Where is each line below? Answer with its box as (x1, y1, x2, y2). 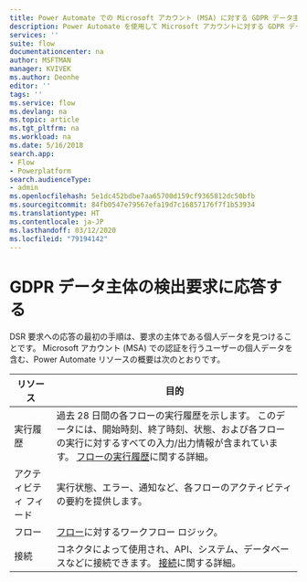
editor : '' (9, 81, 51, 90)
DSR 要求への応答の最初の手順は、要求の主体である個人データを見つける (9, 331, 284, 343)
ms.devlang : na (9, 107, 68, 116)
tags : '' (9, 90, 43, 99)
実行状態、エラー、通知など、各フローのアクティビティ (56, 481, 292, 494)
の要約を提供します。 (56, 495, 148, 508)
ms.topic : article (9, 115, 79, 124)
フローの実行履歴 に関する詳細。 (76, 450, 214, 463)
